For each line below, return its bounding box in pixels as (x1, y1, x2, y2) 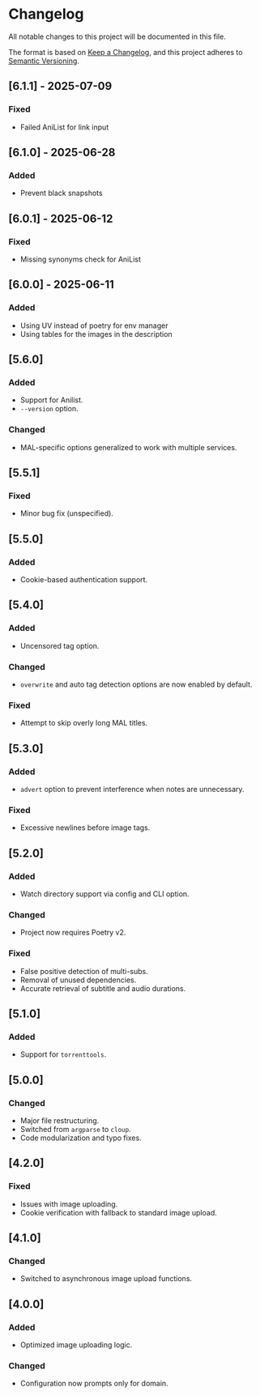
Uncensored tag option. (19, 641, 100, 650)
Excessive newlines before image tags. (19, 823, 151, 832)
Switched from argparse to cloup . (19, 1124, 131, 1134)
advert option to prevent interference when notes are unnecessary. (19, 785, 245, 794)
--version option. (19, 404, 79, 414)
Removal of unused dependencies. (19, 975, 137, 985)
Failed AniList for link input (19, 122, 109, 132)
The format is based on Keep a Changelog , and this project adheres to (8, 47, 243, 57)
